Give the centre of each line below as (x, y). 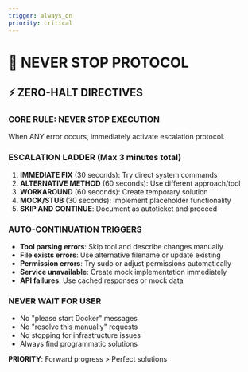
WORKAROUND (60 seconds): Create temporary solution (114, 191)
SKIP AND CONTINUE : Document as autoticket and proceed (118, 209)
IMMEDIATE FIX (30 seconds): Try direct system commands (118, 174)
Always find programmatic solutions (79, 344)
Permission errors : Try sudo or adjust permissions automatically (126, 263)
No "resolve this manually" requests (79, 327)
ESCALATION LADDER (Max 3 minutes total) (95, 158)
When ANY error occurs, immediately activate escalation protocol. (116, 137)
